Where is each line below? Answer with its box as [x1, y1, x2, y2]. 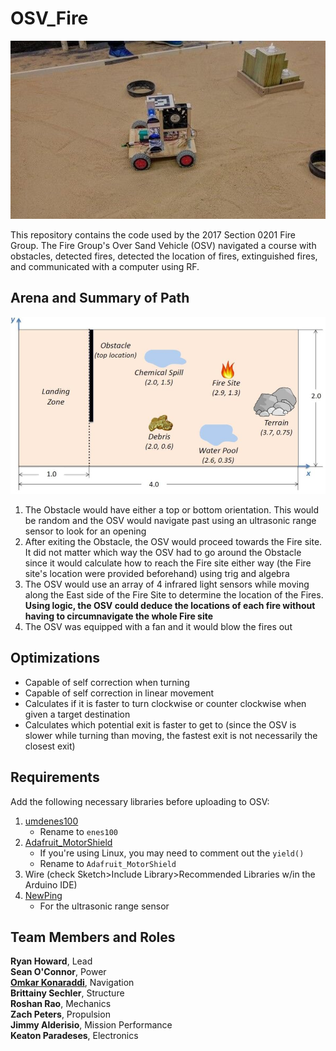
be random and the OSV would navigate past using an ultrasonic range [24, 515, 317, 526]
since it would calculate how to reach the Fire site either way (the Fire [24, 557, 312, 569]
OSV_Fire [10, 7, 89, 30]
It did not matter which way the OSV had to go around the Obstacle [24, 547, 302, 558]
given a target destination [24, 708, 131, 720]
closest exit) [24, 740, 76, 752]
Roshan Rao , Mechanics [10, 998, 112, 1010]
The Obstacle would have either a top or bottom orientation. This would [24, 504, 320, 516]
